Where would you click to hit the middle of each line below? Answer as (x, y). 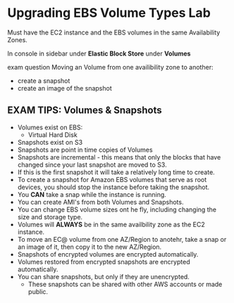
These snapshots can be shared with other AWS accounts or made (125, 284)
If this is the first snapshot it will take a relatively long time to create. (116, 172)
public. (38, 291)
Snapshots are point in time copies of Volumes (85, 150)
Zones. (18, 39)
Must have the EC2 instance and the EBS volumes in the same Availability (114, 32)
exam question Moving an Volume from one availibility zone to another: (110, 67)
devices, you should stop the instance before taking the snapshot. (113, 187)
